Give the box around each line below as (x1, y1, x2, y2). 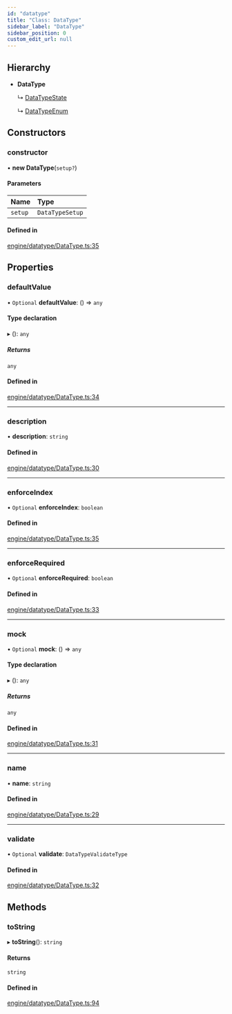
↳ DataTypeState (17, 93, 67, 101)
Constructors (7, 127, 66, 139)
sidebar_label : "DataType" (7, 23, 85, 30)
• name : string (7, 779, 51, 787)
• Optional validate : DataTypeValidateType (7, 850, 128, 858)
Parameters (7, 180, 41, 188)
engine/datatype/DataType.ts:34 (7, 393, 100, 401)
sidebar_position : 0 (7, 29, 67, 37)
